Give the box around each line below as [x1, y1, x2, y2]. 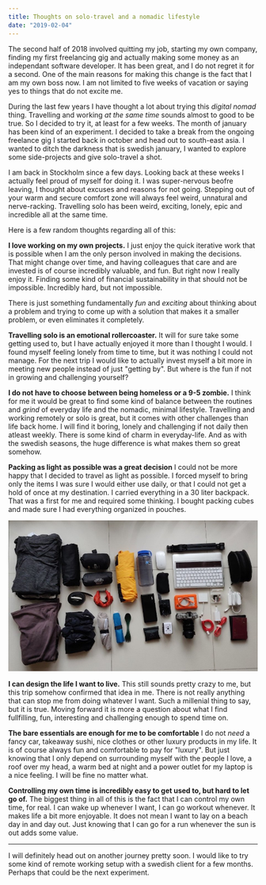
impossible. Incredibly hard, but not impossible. [8, 283, 163, 292]
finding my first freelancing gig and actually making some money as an [8, 52, 239, 62]
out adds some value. [8, 828, 79, 837]
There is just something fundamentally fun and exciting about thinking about [8, 298, 257, 307]
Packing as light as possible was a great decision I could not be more [8, 462, 238, 471]
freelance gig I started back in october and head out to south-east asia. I [8, 135, 245, 144]
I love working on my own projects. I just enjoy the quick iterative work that [8, 240, 256, 250]
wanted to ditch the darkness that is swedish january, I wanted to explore [8, 144, 247, 153]
